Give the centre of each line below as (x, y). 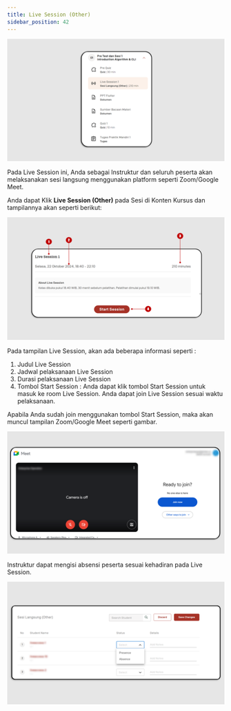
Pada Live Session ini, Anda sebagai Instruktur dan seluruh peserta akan (110, 172)
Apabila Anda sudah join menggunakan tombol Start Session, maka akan (110, 414)
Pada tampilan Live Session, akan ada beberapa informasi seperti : (102, 351)
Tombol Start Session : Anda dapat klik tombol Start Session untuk (111, 386)
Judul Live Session (44, 364)
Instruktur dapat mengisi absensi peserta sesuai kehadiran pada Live (105, 565)
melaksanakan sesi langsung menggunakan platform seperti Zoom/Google (113, 179)
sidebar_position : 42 (38, 22)
